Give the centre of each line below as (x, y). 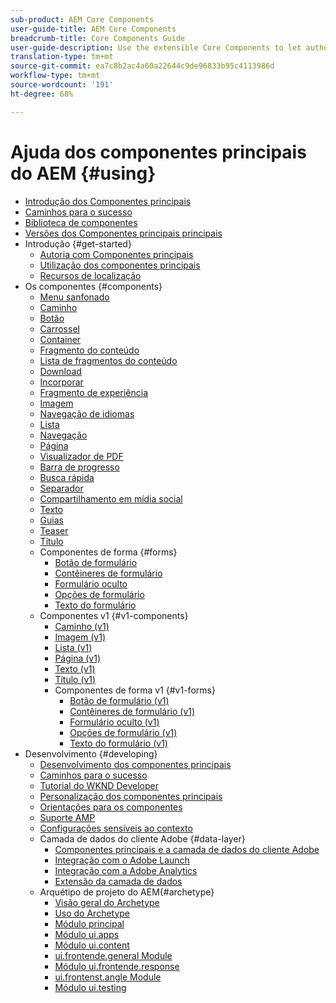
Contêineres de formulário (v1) (132, 711)
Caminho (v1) (82, 626)
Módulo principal (89, 923)
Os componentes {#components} (93, 286)
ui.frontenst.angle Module (108, 977)
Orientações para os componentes (111, 807)
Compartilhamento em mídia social (111, 498)
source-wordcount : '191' (62, 85)
